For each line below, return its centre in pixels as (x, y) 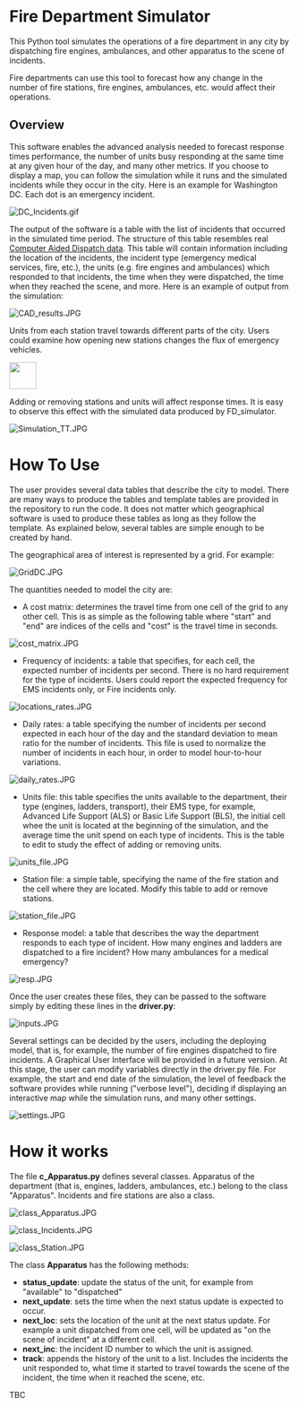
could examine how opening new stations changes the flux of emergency (145, 340)
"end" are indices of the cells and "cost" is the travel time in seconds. (150, 626)
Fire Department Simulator (110, 17)
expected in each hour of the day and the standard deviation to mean (150, 734)
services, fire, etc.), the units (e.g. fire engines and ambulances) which (140, 267)
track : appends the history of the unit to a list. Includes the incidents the (155, 1358)
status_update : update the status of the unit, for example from (137, 1282)
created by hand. (41, 537)
